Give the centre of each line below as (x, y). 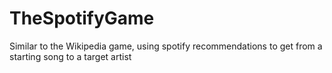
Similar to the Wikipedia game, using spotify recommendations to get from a (166, 46)
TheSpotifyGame (82, 18)
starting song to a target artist (70, 56)
